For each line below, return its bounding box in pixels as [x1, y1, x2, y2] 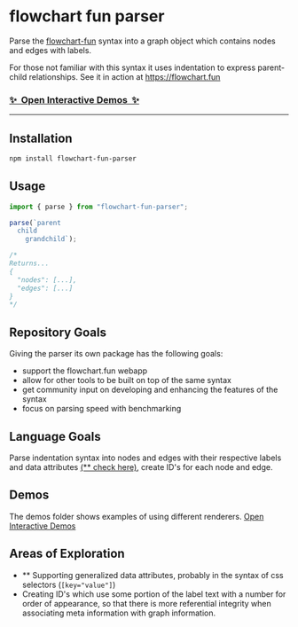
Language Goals [9, 428, 101, 444]
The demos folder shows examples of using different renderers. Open [9, 511, 264, 521]
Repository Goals [9, 325, 106, 340]
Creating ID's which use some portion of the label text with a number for [21, 588, 286, 600]
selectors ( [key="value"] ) [21, 579, 116, 590]
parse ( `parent [9, 218, 62, 227]
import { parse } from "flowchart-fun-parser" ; [9, 202, 189, 211]
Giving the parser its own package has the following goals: [9, 349, 223, 359]
